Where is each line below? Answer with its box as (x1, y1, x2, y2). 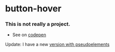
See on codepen (12, 32, 46, 38)
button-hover (5, 3, 62, 14)
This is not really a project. (5, 21, 70, 28)
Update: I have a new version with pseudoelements (5, 42, 110, 48)
